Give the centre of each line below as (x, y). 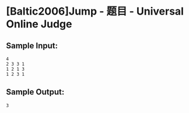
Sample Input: (32, 46)
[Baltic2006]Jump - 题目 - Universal (95, 11)
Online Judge (39, 24)
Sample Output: (35, 92)
